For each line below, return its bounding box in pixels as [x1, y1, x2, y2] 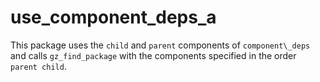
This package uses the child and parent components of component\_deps [10, 39, 311, 51]
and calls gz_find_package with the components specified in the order [10, 49, 297, 61]
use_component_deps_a [10, 6, 217, 29]
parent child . [10, 60, 67, 72]
